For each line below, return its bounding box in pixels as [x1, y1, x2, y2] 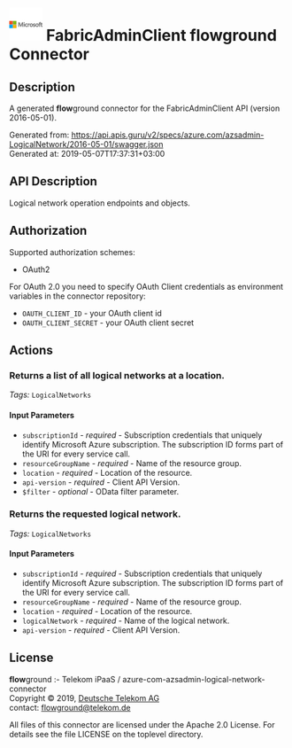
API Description [9, 174, 97, 189]
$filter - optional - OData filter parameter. [21, 486, 180, 496]
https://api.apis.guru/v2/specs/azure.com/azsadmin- [71, 129, 265, 140]
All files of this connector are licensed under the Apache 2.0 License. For [9, 719, 276, 729]
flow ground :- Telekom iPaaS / [9, 674, 121, 684]
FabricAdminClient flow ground [45, 26, 277, 46]
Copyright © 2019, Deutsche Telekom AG [9, 692, 160, 703]
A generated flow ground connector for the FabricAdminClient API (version [9, 103, 280, 113]
